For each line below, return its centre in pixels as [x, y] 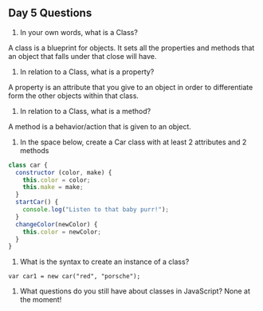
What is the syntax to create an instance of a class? [104, 262]
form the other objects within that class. [74, 96]
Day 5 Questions [50, 13]
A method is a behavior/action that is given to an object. [100, 126]
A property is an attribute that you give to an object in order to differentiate [131, 87]
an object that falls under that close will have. [82, 56]
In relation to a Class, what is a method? [85, 111]
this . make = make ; [53, 187]
